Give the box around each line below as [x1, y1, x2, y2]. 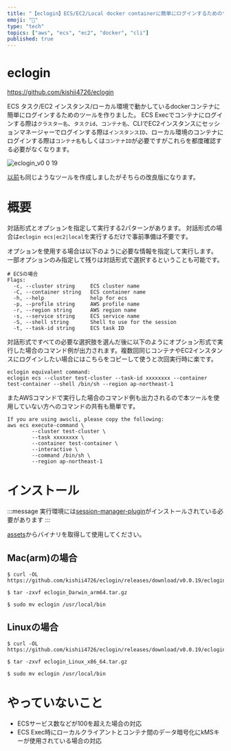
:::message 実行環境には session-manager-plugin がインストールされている [7, 507, 218, 515]
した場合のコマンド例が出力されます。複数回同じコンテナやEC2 [12, 347, 193, 354]
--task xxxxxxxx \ [32, 434, 85, 441]
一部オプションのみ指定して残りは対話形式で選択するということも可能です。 [7, 256, 223, 263]
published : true [7, 36, 54, 43]
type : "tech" [7, 23, 45, 30]
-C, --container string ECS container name [13, 289, 146, 296]
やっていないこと [7, 695, 103, 710]
